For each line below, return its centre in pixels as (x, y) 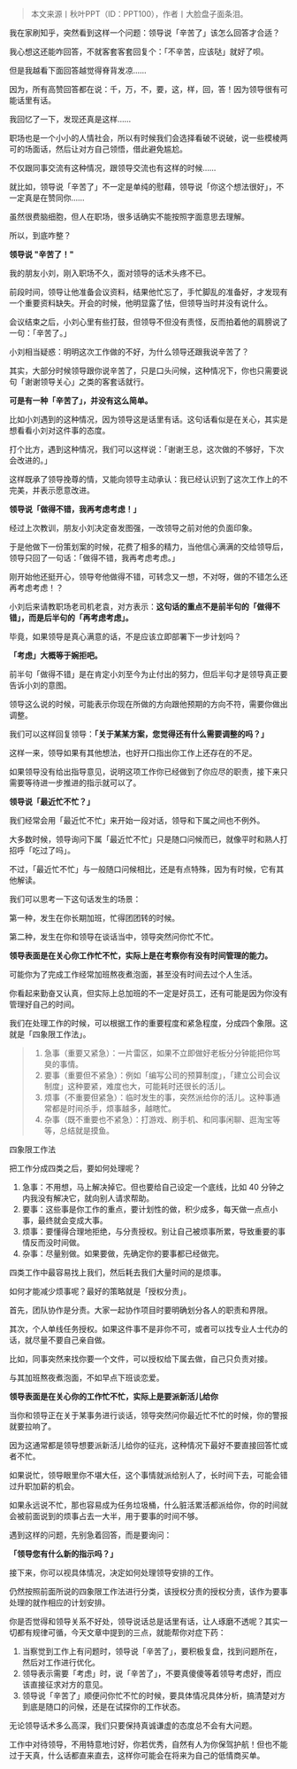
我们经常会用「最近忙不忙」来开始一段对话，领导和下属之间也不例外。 (137, 820)
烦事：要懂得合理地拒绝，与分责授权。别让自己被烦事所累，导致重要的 (150, 1231)
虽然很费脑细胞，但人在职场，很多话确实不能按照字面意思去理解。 (129, 217)
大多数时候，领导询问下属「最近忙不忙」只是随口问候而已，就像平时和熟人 (145, 839)
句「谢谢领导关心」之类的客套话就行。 (79, 382)
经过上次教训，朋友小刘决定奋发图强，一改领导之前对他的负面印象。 (133, 528)
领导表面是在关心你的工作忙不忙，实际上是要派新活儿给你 (114, 1396)
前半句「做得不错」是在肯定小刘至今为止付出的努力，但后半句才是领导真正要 (148, 674)
